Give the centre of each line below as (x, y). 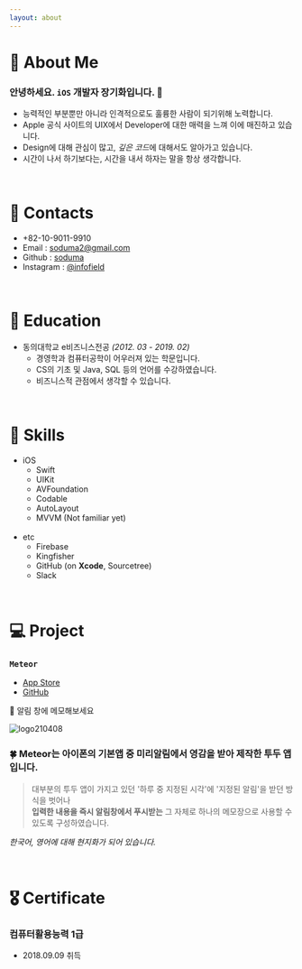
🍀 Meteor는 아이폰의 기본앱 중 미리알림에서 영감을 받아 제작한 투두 (145, 754)
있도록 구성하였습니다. (70, 823)
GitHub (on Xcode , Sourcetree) (94, 566)
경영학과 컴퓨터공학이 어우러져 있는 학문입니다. (118, 358)
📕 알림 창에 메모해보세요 (52, 711)
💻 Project (47, 631)
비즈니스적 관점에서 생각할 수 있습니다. (103, 381)
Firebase (52, 546)
